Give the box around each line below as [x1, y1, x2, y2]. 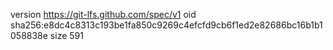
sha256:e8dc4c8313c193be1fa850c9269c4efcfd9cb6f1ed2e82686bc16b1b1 [10, 19, 323, 31]
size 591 [49, 30, 84, 41]
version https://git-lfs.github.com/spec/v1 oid [10, 9, 197, 20]
